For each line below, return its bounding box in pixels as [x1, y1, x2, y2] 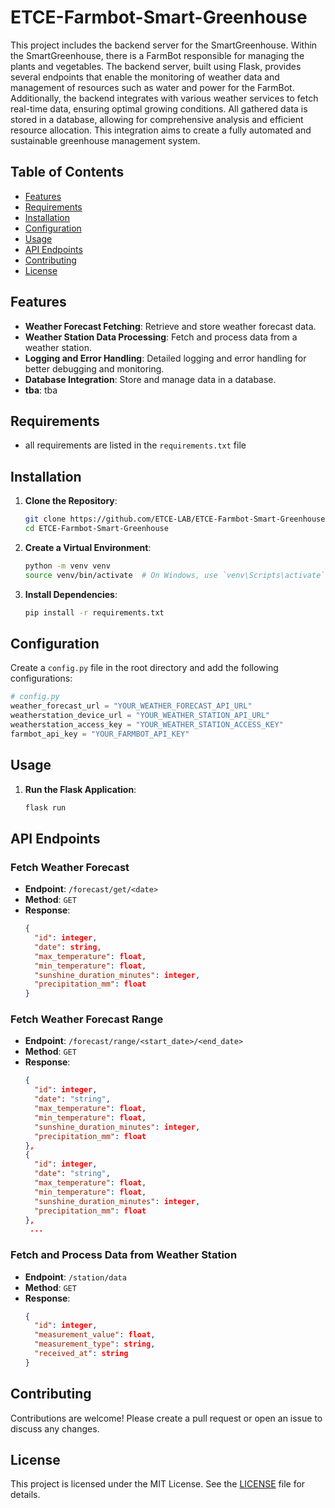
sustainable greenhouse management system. [10, 134, 201, 146]
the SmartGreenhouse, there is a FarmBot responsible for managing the [10, 49, 305, 61]
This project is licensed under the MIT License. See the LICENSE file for [10, 1478, 306, 1490]
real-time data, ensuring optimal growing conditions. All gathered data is [10, 102, 308, 115]
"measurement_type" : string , [34, 1339, 156, 1350]
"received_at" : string [34, 1349, 129, 1359]
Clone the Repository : [24, 495, 118, 507]
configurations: [10, 672, 73, 685]
